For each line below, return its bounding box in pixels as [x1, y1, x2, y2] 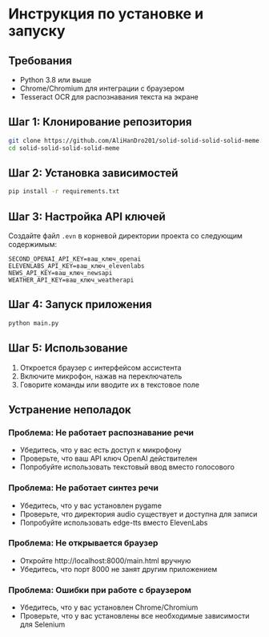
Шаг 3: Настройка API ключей [8, 209, 166, 223]
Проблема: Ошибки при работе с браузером [8, 584, 192, 595]
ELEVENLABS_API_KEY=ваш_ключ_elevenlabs [8, 262, 146, 270]
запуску [8, 22, 66, 40]
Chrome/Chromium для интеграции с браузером [19, 83, 185, 93]
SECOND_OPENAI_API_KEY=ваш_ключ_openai [8, 255, 142, 263]
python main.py [8, 318, 59, 327]
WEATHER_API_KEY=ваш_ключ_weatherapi [8, 276, 134, 285]
